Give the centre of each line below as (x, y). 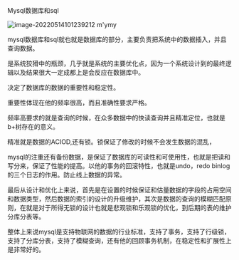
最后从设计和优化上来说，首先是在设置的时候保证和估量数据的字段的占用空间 (119, 190)
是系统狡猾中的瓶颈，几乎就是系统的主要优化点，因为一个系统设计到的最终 (116, 63)
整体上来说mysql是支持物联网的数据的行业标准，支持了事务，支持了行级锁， (119, 232)
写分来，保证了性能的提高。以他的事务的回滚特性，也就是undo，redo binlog (119, 166)
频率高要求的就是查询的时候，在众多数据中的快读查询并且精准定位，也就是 (116, 118)
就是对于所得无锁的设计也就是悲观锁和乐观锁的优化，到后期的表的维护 (129, 208)
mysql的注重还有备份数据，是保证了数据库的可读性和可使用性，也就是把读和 (119, 157)
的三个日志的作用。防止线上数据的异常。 (67, 175)
